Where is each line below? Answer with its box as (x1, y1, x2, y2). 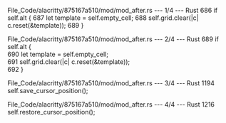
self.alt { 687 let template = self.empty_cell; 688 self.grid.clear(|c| (7, 14, 199, 22)
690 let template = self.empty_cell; (7, 50, 109, 58)
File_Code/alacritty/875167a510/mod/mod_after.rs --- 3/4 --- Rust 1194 (7, 79, 215, 87)
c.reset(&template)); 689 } (7, 21, 84, 29)
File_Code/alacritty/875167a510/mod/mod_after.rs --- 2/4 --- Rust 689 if (7, 35, 219, 43)
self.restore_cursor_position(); (7, 108, 96, 116)
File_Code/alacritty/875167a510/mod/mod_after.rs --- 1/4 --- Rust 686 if (7, 6, 218, 14)
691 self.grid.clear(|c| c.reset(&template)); (7, 58, 130, 66)
